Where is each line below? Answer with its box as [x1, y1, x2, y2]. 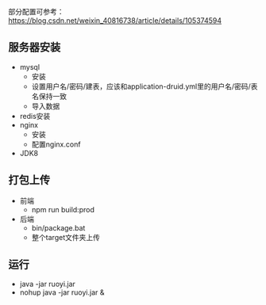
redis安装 [19, 111, 51, 120]
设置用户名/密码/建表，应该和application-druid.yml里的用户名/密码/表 [31, 82, 258, 91]
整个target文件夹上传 [31, 232, 101, 242]
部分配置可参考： [8, 7, 64, 16]
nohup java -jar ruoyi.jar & [19, 288, 105, 297]
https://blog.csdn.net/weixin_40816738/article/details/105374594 [8, 16, 222, 25]
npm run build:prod [31, 204, 95, 214]
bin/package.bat [31, 223, 86, 232]
